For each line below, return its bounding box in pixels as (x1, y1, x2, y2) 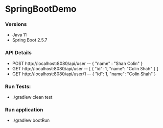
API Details (5, 49, 32, 56)
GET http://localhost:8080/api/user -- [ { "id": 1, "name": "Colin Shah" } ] (12, 65, 159, 71)
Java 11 (12, 32, 27, 38)
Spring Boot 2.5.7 (12, 37, 47, 43)
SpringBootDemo (5, 3, 77, 15)
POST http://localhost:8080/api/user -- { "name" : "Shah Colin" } (12, 60, 143, 66)
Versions (5, 21, 27, 28)
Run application (5, 107, 43, 113)
